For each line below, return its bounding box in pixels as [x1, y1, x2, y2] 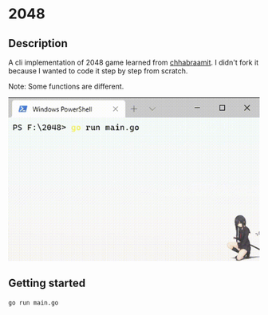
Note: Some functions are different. [8, 81, 124, 91]
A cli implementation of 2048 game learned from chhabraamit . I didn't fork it [8, 57, 259, 67]
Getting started [8, 276, 86, 289]
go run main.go [8, 299, 59, 307]
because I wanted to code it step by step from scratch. [8, 66, 188, 76]
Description [8, 37, 68, 50]
